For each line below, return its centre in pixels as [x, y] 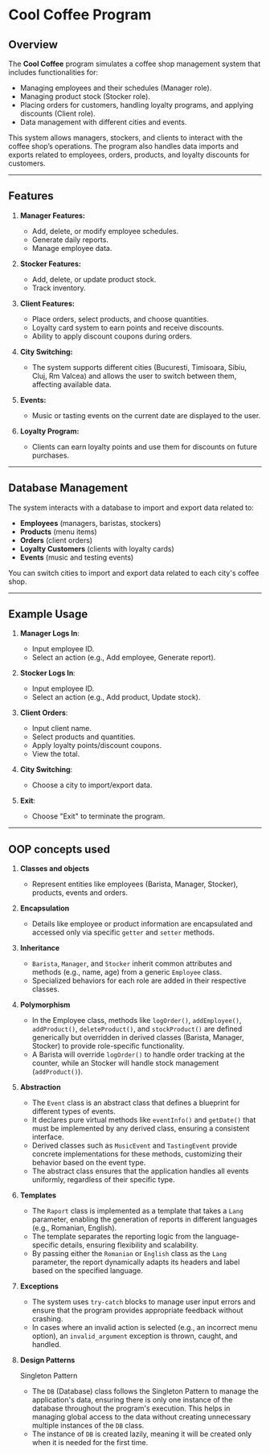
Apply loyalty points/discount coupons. [97, 745]
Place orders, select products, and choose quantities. [120, 318]
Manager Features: [53, 216]
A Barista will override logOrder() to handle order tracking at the [138, 1054]
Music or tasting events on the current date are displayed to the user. [146, 415]
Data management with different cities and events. [103, 122]
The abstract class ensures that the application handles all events [140, 1171]
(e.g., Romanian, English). [74, 1228]
